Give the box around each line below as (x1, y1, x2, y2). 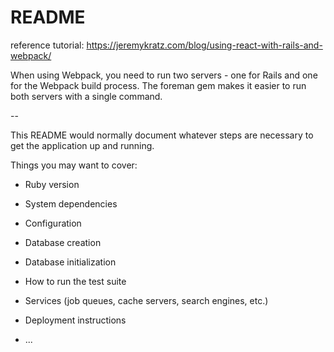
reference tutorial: (10, 39, 85, 51)
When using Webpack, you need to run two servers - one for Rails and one (10, 69, 318, 81)
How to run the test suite (24, 275, 127, 287)
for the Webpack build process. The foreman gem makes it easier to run (10, 79, 307, 91)
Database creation (24, 236, 102, 248)
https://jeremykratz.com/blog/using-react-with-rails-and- (86, 39, 323, 51)
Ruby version (24, 178, 80, 190)
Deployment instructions (24, 314, 127, 326)
